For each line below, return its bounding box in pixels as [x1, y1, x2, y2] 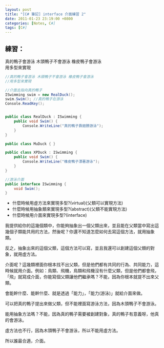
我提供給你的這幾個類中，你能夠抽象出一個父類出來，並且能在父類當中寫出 [5, 223, 155, 228]
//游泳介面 [5, 177, 24, 182]
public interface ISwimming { [5, 182, 67, 186]
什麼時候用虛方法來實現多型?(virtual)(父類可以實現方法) [12, 200, 123, 206]
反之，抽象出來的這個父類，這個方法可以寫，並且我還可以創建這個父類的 [5, 245, 150, 251]
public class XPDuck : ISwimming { [5, 150, 78, 155]
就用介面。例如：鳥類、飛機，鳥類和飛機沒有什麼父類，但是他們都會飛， [13, 268, 159, 274]
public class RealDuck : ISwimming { [5, 114, 82, 120]
